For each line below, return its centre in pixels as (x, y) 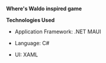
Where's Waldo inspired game (44, 9)
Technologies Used (30, 20)
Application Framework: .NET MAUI (58, 31)
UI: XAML (26, 55)
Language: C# (32, 43)
